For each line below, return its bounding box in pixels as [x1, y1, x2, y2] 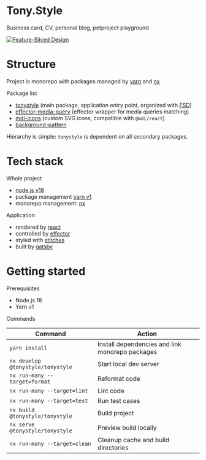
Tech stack [6, 155, 64, 169]
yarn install [9, 344, 48, 351]
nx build [9, 406, 35, 413]
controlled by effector [15, 229, 71, 237]
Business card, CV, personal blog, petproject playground [6, 24, 149, 31]
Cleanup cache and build [97, 435, 170, 444]
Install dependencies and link [97, 340, 182, 348]
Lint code [97, 386, 124, 395]
